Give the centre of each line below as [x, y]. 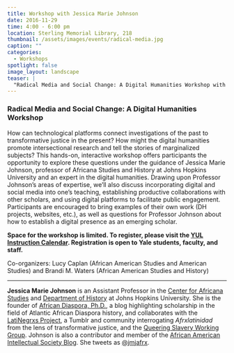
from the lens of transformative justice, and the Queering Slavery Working [113, 327]
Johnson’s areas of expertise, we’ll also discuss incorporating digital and [111, 184]
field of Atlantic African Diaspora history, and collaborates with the [103, 313]
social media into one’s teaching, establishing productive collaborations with [117, 192]
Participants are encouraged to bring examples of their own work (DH [107, 206]
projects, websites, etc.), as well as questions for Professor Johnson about [114, 214]
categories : [24, 53]
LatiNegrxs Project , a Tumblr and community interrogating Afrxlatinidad [110, 320]
